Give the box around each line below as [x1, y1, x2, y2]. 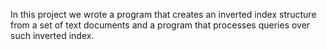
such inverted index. [10, 30, 95, 41]
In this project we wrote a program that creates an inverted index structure [10, 9, 317, 20]
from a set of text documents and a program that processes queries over [10, 19, 311, 31]
